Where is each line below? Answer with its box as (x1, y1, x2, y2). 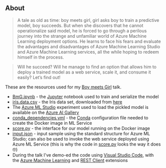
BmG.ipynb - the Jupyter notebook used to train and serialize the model (12, 93, 159, 99)
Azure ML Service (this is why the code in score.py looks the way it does (12, 141, 161, 147)
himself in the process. (17, 54, 64, 60)
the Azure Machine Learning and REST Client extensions (12, 157, 128, 163)
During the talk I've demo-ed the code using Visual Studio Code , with (12, 152, 154, 158)
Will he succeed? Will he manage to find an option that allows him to (17, 64, 157, 70)
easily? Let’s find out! (17, 74, 61, 80)
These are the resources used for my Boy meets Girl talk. (5, 84, 122, 90)
